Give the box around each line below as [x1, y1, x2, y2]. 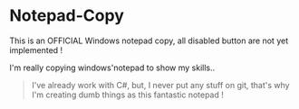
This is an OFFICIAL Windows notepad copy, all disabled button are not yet [9, 35, 288, 46]
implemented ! [9, 44, 63, 55]
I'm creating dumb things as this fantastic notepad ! [31, 89, 225, 100]
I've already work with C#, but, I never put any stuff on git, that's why [31, 79, 290, 90]
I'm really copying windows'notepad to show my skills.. [9, 62, 216, 73]
